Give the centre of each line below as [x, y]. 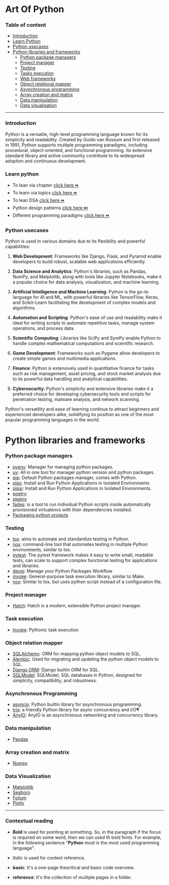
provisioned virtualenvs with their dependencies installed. [72, 510]
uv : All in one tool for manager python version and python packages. [83, 472]
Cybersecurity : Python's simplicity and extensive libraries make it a [83, 389]
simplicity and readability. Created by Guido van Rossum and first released [82, 139]
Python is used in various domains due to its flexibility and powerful [75, 241]
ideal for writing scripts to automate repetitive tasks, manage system [83, 323]
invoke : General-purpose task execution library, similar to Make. [79, 577]
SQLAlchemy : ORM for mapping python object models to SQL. [77, 654]
